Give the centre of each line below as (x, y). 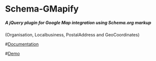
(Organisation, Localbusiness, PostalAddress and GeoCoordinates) (72, 35)
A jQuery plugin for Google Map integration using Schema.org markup (78, 22)
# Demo (12, 54)
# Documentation (22, 44)
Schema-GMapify (42, 9)
